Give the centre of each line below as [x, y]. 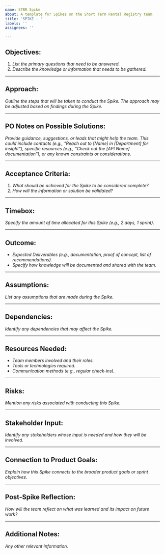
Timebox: [20, 211]
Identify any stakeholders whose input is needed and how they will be [76, 435]
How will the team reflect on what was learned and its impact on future [77, 509]
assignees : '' [20, 28]
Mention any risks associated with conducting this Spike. [63, 403]
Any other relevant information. [37, 546]
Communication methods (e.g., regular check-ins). [63, 371]
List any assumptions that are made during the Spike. [59, 297]
